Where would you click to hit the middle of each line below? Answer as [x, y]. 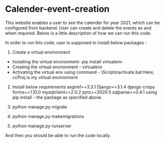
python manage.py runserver [42, 126]
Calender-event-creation [57, 9]
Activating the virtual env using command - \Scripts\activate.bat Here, [83, 72]
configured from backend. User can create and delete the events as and [78, 28]
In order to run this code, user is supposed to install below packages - [76, 42]
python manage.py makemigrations [48, 116]
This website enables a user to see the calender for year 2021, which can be [82, 23]
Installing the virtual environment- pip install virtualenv [67, 61]
